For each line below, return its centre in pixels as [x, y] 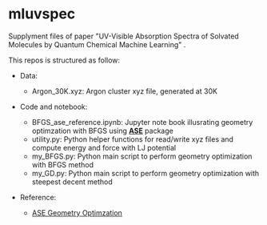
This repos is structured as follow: [64, 60]
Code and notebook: [54, 106]
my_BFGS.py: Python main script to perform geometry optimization [142, 156]
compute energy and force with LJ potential [104, 147]
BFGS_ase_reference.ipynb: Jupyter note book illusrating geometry [142, 122]
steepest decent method [72, 182]
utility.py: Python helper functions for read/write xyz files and [133, 139]
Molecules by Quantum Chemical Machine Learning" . [97, 44]
